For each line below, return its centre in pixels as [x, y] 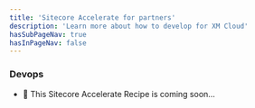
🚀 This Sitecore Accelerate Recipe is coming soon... [118, 94]
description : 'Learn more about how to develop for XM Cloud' [129, 26]
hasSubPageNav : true [48, 34]
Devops [27, 75]
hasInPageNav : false [48, 43]
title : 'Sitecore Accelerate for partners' [93, 18]
